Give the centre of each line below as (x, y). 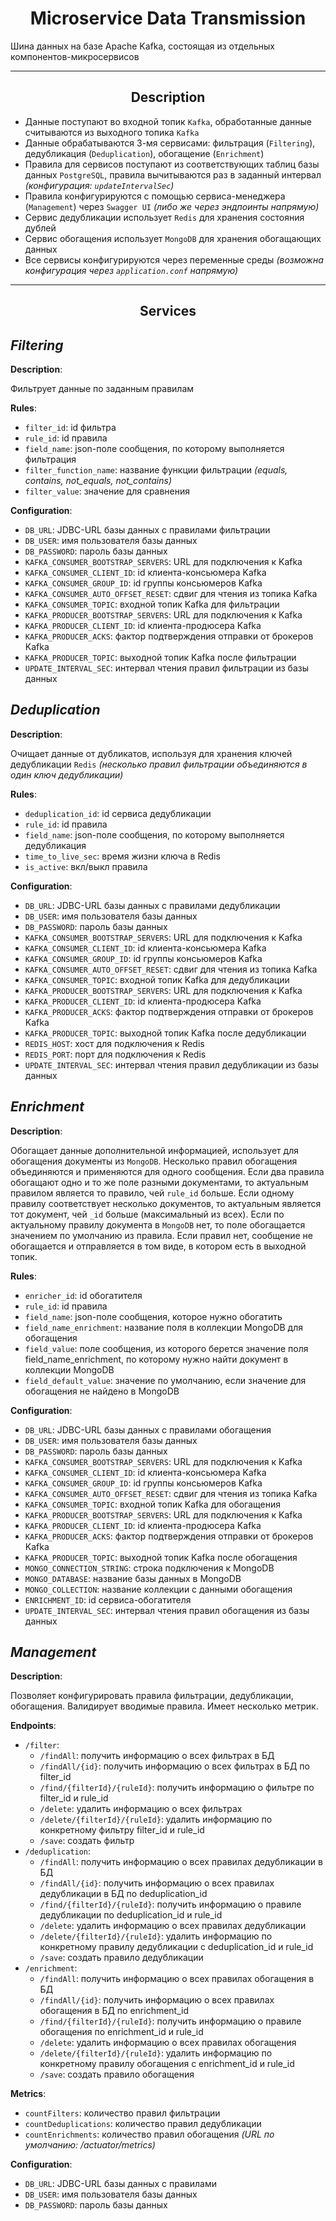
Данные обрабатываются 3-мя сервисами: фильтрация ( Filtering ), (170, 143)
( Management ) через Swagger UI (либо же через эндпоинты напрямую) (172, 206)
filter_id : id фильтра (70, 427)
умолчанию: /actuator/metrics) (90, 2145)
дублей (40, 228)
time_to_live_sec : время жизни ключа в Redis (122, 856)
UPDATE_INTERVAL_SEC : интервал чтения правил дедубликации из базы (172, 1064)
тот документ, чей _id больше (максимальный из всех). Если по (147, 1214)
